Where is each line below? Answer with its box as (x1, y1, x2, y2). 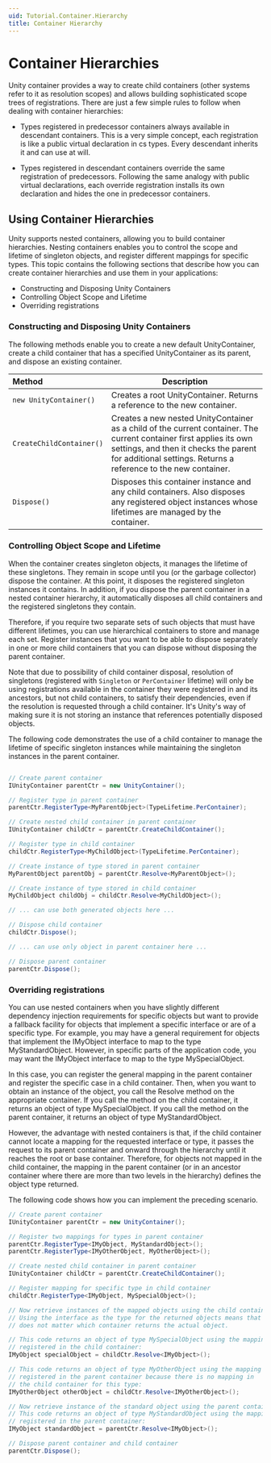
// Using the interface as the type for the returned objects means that (8, 1314, 262, 1322)
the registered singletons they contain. (8, 602, 136, 611)
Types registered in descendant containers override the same (19, 163, 226, 173)
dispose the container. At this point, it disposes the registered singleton (8, 576, 245, 586)
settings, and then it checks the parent (111, 443, 256, 454)
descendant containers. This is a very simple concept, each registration (19, 131, 259, 140)
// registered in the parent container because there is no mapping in (8, 1373, 254, 1381)
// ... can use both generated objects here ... (8, 907, 175, 915)
